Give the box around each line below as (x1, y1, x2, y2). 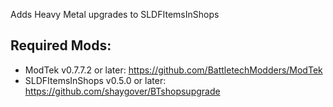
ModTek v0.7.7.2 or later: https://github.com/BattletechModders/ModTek (24, 64, 323, 76)
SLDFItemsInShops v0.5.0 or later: (24, 74, 167, 86)
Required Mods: (10, 37, 112, 54)
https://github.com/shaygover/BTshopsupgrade (24, 85, 221, 97)
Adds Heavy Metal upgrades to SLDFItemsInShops (10, 9, 220, 20)
